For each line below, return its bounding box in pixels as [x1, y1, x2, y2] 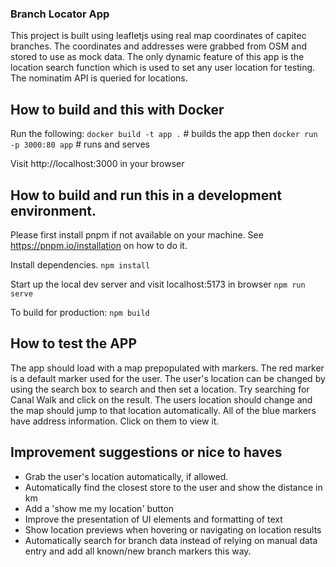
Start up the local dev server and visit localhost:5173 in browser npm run [10, 278, 306, 290]
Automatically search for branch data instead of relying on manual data [24, 534, 318, 546]
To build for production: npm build [10, 306, 150, 318]
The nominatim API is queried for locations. [10, 72, 188, 84]
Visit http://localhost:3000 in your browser [10, 158, 185, 170]
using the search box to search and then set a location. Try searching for [10, 383, 310, 395]
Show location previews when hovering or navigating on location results [24, 523, 322, 536]
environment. [10, 202, 97, 219]
